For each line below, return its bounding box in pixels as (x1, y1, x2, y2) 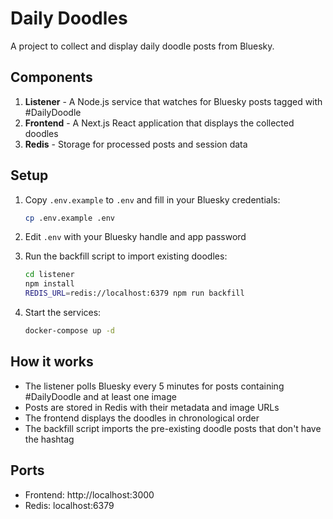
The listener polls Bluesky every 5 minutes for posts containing (24, 380, 285, 392)
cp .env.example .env (24, 213, 115, 223)
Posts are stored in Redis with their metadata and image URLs (24, 401, 280, 413)
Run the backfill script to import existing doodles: (24, 250, 228, 262)
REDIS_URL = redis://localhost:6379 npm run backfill (24, 288, 245, 299)
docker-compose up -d (24, 326, 115, 336)
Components (10, 69, 93, 86)
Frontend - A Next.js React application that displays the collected (24, 117, 295, 129)
